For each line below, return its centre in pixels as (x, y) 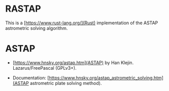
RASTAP (23, 9)
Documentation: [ (31, 78)
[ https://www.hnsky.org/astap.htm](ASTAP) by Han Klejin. (73, 62)
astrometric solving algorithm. (37, 28)
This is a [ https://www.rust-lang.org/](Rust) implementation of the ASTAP (82, 23)
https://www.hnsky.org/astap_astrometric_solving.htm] (106, 78)
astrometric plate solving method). (66, 83)
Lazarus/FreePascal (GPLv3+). (45, 68)
